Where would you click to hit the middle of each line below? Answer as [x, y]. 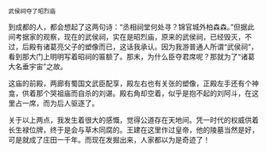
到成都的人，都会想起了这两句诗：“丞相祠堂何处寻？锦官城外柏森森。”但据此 [132, 27]
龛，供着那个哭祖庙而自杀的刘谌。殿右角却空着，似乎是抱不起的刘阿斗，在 [130, 93]
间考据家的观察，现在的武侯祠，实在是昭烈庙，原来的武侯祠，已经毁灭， [126, 37]
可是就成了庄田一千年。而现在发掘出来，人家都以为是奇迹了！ [109, 140]
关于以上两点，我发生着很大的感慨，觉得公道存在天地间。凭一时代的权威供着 [133, 120]
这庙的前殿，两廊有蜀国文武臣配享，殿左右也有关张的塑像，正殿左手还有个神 [133, 83]
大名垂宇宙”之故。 [38, 66]
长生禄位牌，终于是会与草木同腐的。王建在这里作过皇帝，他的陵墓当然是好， [133, 130]
